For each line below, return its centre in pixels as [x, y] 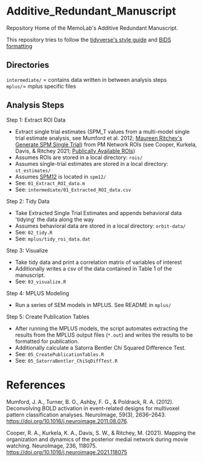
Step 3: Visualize [27, 250]
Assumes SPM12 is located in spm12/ [61, 176]
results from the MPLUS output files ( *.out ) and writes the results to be [104, 335]
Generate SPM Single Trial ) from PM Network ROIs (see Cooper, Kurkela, [106, 144]
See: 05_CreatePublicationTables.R [59, 354]
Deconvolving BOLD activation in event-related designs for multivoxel [93, 408]
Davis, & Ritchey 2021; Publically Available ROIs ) [75, 151]
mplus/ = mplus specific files [41, 86]
